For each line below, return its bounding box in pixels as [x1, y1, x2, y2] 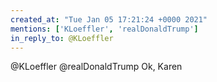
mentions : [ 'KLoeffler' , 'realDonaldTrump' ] [10, 24, 199, 34]
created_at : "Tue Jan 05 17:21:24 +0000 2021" [10, 14, 208, 25]
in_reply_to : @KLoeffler [10, 33, 114, 43]
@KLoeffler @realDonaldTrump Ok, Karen [10, 61, 183, 73]
